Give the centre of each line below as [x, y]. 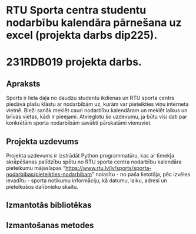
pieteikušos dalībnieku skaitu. [42, 187]
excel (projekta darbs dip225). [82, 35]
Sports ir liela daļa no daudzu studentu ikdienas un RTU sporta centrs [90, 98]
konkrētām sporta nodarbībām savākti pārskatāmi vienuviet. [79, 123]
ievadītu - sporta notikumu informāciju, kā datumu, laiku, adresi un [87, 180]
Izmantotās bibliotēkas [49, 205]
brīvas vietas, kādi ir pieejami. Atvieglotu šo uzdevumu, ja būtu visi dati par [97, 117]
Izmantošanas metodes [50, 225]
